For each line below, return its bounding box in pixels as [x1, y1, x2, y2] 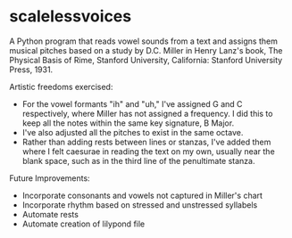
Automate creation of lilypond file [21, 218, 146, 229]
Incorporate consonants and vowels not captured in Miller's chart [21, 190, 263, 201]
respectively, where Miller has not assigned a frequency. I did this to [21, 108, 273, 119]
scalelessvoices [9, 6, 132, 27]
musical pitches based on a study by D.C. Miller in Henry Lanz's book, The [9, 45, 283, 55]
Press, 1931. [9, 64, 54, 75]
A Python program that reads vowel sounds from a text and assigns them [9, 36, 279, 46]
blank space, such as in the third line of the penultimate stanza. [21, 155, 255, 166]
